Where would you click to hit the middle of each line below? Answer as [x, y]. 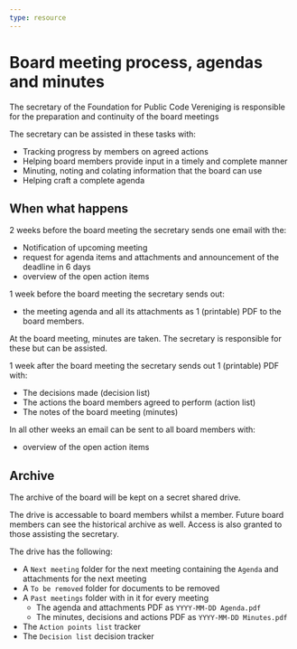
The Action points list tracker [82, 627]
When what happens [69, 208]
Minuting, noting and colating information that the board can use [142, 170]
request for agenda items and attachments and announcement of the [151, 258]
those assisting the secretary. [64, 534]
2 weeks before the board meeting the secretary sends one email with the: [148, 230]
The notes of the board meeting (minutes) [100, 412]
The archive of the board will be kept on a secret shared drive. [125, 497]
